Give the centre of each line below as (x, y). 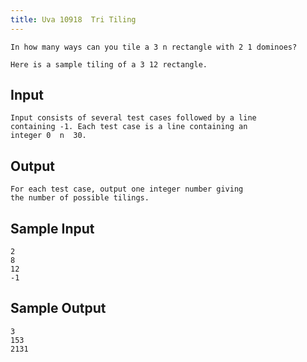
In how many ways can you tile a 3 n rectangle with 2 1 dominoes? (154, 47)
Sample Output (58, 308)
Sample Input (52, 228)
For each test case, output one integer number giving (127, 189)
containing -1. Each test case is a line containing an (129, 127)
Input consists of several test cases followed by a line (133, 118)
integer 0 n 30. (48, 136)
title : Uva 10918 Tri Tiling (73, 19)
